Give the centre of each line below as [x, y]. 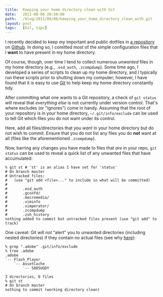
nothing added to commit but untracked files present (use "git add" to [81, 219]
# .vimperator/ [27, 206]
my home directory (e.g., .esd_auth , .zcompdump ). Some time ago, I [72, 67]
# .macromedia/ [27, 198]
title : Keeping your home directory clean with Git [60, 10]
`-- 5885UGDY [36, 268]
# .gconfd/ [23, 193]
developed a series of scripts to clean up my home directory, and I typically [81, 72]
